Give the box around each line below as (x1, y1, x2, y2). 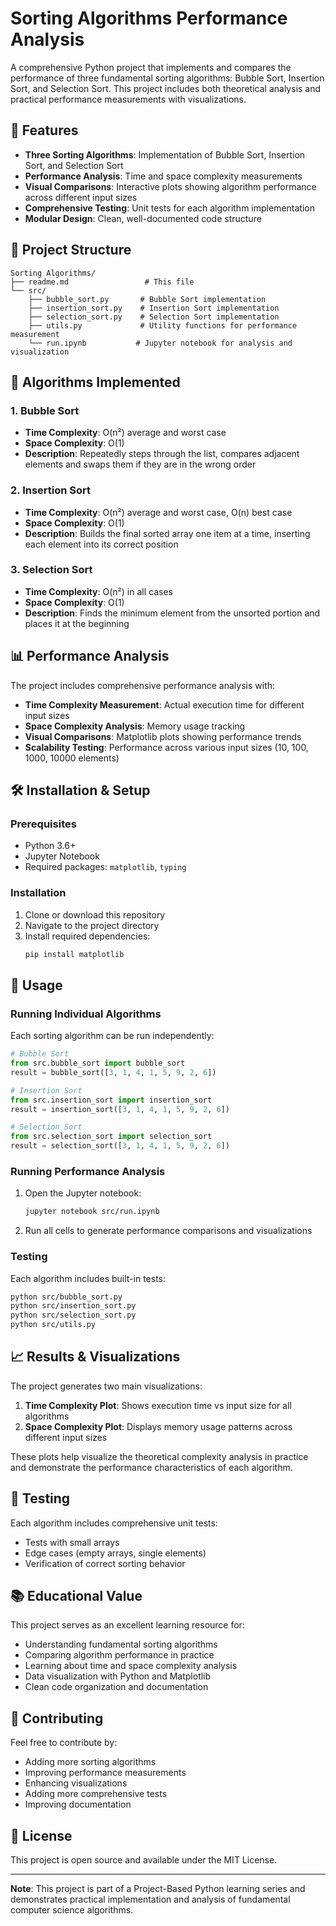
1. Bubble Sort (10, 403, 80, 417)
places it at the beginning (24, 617, 130, 629)
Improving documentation (24, 1798, 132, 1811)
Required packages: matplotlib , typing (24, 861, 187, 873)
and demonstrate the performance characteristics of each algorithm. (10, 1461, 293, 1473)
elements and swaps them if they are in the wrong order (24, 458, 257, 471)
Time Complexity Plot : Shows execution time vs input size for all (24, 1399, 292, 1411)
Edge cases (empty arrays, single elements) (24, 1547, 207, 1559)
